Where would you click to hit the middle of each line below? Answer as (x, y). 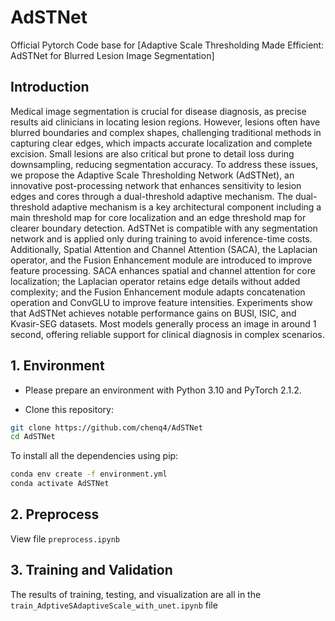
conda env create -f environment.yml (89, 474)
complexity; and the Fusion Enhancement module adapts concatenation (158, 292)
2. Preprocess (55, 514)
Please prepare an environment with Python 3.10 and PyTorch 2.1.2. (163, 390)
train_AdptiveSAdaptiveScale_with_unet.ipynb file (114, 605)
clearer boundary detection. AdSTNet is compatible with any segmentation (164, 228)
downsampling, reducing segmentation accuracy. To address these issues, (164, 164)
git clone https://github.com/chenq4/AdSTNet (106, 427)
